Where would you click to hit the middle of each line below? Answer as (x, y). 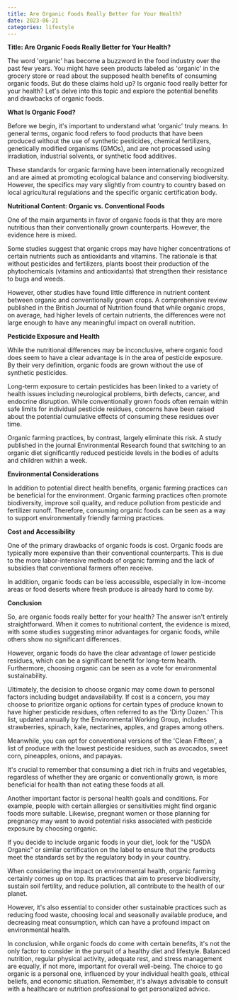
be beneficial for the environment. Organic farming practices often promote (117, 495)
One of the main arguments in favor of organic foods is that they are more (115, 220)
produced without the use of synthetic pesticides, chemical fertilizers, (109, 141)
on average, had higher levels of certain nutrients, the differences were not (117, 315)
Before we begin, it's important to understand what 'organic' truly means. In (118, 126)
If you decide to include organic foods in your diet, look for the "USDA (109, 842)
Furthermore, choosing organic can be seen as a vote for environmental (112, 668)
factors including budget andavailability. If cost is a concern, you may (109, 697)
